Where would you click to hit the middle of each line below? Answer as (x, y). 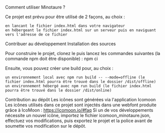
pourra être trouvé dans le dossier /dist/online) (58, 90)
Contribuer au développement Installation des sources (60, 44)
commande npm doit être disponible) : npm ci (52, 59)
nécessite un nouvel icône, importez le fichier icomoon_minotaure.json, (78, 115)
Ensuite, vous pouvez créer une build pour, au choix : (59, 68)
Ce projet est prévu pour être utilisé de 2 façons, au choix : (65, 17)
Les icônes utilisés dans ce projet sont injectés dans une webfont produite (81, 105)
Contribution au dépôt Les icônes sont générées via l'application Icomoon (81, 100)
